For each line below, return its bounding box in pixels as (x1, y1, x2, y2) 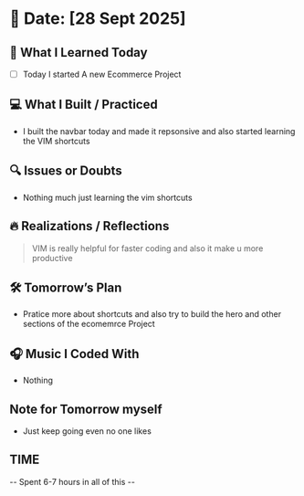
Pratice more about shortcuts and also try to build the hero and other (22, 309, 281, 320)
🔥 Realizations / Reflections (9, 218, 170, 234)
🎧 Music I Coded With (9, 346, 140, 362)
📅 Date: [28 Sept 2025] (9, 8, 186, 29)
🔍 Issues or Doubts (9, 164, 123, 179)
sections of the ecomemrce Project (22, 319, 155, 330)
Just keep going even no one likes (22, 425, 152, 437)
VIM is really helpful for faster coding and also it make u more (31, 242, 264, 254)
